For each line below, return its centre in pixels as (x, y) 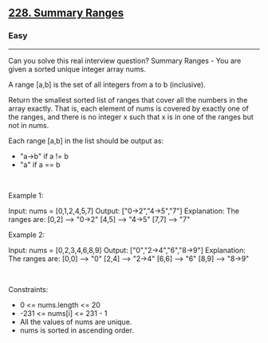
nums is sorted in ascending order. (77, 330)
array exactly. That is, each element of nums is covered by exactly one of (129, 108)
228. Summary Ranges (66, 13)
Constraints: (28, 289)
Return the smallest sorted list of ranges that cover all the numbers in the (128, 99)
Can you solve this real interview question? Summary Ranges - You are (125, 60)
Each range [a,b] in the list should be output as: (86, 140)
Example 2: (27, 235)
